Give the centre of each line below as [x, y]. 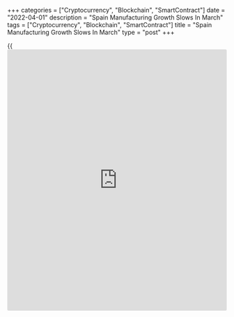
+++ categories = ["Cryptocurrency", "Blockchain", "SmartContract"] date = [116, 10]
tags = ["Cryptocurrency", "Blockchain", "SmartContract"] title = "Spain [110, 25]
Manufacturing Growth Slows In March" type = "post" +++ [91, 32]
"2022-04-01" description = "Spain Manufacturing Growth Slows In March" [115, 17]
